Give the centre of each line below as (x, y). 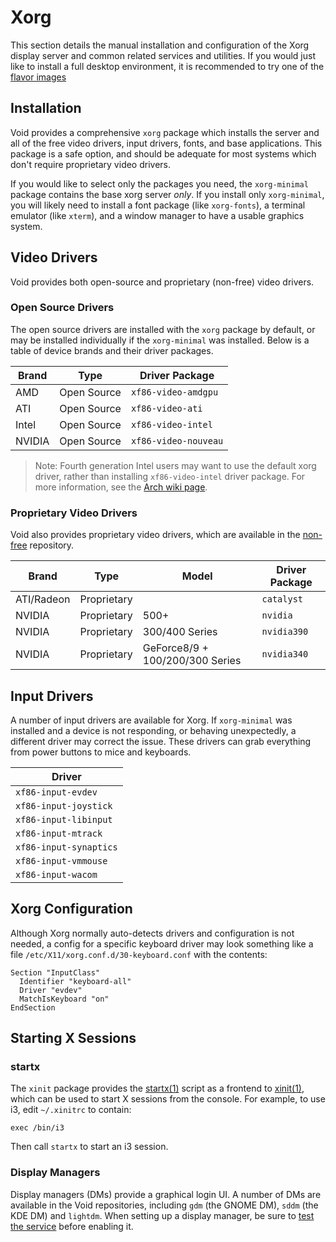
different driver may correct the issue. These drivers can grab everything (161, 741)
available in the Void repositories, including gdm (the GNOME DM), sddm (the (164, 1205)
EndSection (33, 1007)
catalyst (282, 599)
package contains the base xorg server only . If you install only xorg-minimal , (167, 194)
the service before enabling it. (72, 1226)
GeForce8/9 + (175, 648)
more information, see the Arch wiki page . (121, 487)
